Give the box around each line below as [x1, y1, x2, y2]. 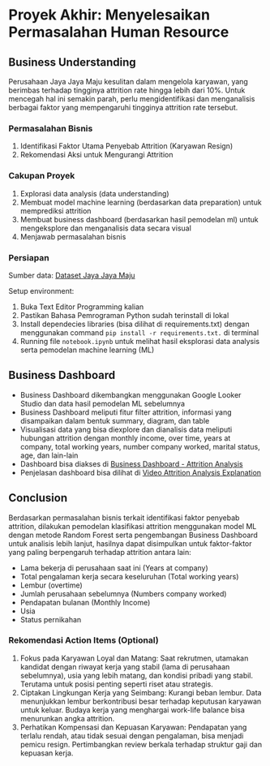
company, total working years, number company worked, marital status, [19, 441, 261, 451]
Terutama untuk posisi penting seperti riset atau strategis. [19, 679, 213, 689]
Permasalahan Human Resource [8, 23, 229, 41]
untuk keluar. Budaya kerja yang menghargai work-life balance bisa [19, 704, 246, 715]
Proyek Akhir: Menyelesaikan [8, 6, 211, 24]
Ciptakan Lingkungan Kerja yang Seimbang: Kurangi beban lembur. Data [19, 687, 262, 697]
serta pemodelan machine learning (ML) [19, 345, 155, 355]
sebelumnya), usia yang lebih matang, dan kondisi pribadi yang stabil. [19, 670, 254, 680]
